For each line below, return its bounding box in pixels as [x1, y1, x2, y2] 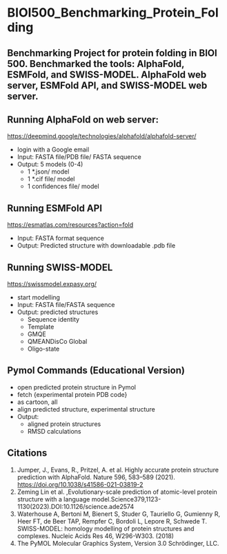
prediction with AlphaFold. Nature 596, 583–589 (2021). [17, 472, 176, 481]
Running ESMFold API [7, 202, 102, 214]
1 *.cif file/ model [27, 175, 75, 183]
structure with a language [17, 495, 90, 503]
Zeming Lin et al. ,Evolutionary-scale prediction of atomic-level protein [17, 488, 217, 496]
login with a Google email [17, 145, 90, 154]
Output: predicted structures [17, 308, 99, 316]
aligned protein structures [27, 420, 101, 428]
